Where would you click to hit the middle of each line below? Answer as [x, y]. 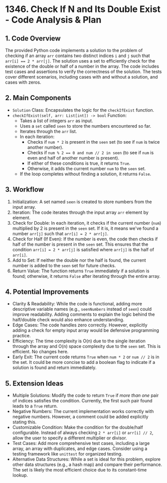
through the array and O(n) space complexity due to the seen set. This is [86, 346]
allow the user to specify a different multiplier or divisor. [70, 438]
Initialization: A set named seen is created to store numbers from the [82, 202]
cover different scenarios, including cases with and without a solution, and [82, 77]
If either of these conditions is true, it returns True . [79, 163]
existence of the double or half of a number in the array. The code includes [82, 66]
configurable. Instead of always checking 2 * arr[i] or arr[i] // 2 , [83, 433]
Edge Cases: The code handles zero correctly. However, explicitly [80, 325]
